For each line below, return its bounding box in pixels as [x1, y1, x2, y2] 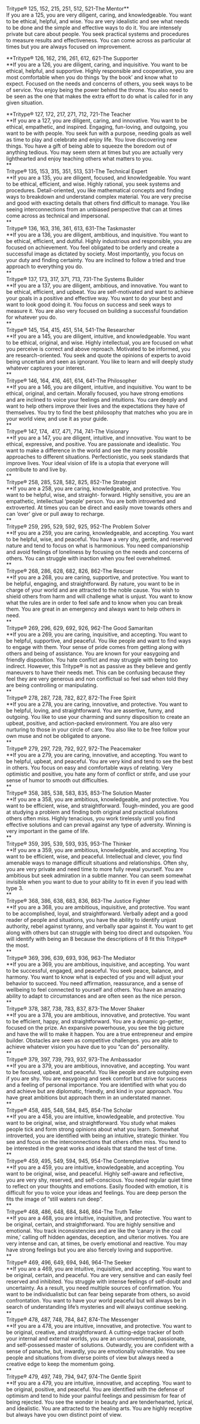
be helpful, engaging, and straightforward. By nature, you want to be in [6, 580, 180, 587]
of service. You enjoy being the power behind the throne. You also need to [6, 87, 189, 93]
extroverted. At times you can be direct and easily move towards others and [6, 504, 192, 511]
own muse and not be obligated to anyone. [6, 733, 111, 739]
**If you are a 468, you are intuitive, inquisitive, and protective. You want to [6, 1214, 192, 1222]
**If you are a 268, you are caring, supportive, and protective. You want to [6, 574, 189, 581]
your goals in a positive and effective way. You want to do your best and [6, 295, 183, 302]
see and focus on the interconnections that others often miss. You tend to [6, 1139, 186, 1145]
